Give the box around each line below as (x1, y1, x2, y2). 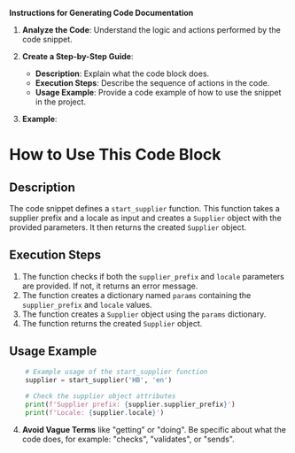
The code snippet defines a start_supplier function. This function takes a (9, 203, 281, 213)
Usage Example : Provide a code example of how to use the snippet (35, 88, 282, 97)
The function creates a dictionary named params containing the (21, 289, 252, 300)
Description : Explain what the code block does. (35, 68, 210, 79)
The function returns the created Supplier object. (21, 318, 203, 328)
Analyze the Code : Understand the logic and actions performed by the (21, 25, 281, 35)
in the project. (35, 96, 87, 107)
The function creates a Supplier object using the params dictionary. (21, 309, 267, 319)
